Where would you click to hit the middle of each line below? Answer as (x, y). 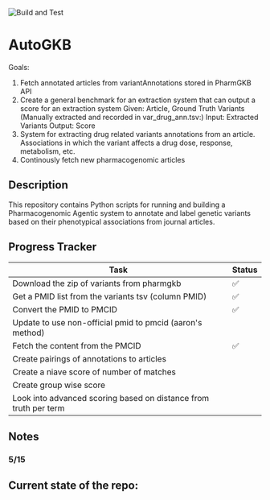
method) (29, 333)
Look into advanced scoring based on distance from (111, 398)
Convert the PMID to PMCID (65, 309)
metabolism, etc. (47, 151)
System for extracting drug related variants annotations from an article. (137, 134)
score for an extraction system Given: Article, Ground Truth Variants (132, 108)
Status (245, 270)
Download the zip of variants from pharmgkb (97, 283)
